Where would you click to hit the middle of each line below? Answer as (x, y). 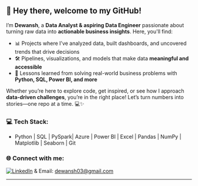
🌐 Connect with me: (35, 158)
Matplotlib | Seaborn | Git (45, 143)
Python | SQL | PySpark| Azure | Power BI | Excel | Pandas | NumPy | (98, 137)
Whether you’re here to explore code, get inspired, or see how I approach (95, 91)
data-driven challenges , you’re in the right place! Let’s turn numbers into (95, 97)
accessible (28, 67)
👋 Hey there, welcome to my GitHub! (74, 11)
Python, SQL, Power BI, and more (56, 79)
